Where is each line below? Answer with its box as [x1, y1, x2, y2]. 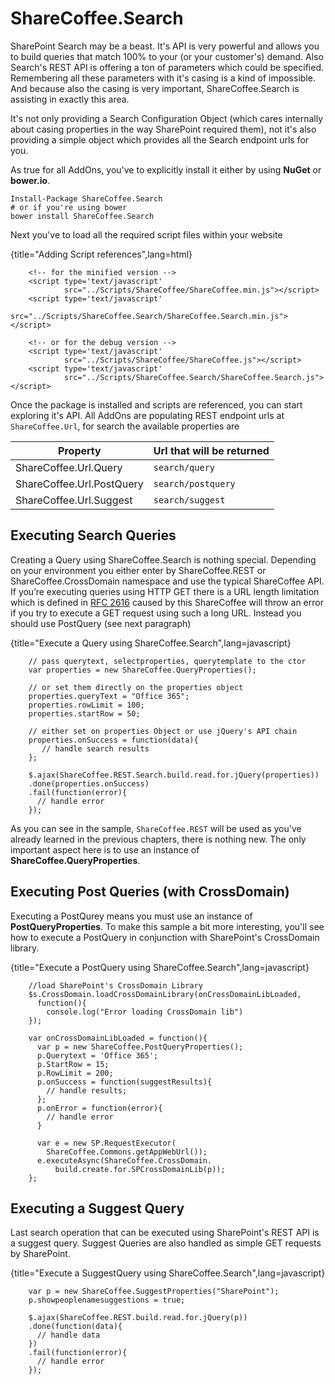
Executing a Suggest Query [10, 1200, 185, 1217]
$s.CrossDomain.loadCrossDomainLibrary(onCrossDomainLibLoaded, [28, 989, 302, 999]
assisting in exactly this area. [10, 93, 130, 105]
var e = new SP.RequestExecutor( [36, 1138, 177, 1148]
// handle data [36, 1330, 101, 1341]
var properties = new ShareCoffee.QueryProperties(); [28, 665, 257, 675]
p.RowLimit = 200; [36, 1068, 114, 1078]
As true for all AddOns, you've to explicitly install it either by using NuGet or [10, 163, 322, 176]
